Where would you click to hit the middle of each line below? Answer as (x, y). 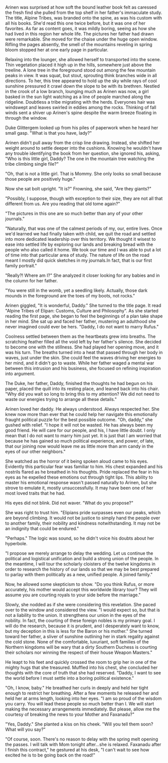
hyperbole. (16, 543)
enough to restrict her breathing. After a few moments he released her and (82, 693)
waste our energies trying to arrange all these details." (61, 399)
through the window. (26, 118)
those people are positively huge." (40, 179)
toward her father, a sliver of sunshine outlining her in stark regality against (82, 636)
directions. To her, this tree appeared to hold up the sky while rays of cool (81, 81)
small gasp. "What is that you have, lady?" (48, 133)
